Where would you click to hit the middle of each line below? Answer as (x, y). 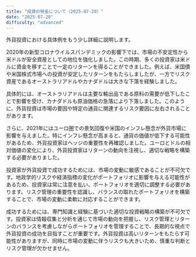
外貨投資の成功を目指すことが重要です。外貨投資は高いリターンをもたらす (95, 234)
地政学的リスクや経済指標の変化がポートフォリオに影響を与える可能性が (103, 177)
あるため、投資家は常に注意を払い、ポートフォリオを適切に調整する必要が (96, 184)
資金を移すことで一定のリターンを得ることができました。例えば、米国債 (103, 67)
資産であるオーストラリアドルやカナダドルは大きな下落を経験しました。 (93, 81)
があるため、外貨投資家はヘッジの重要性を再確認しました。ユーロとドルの (96, 143)
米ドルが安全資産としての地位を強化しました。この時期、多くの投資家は (93, 60)
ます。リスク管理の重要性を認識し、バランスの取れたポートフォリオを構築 (100, 192)
